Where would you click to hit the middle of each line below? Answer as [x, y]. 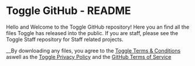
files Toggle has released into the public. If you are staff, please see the [92, 33]
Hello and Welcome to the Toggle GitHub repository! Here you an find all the [98, 27]
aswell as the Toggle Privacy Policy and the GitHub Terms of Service [89, 57]
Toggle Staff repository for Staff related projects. [65, 39]
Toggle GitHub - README [69, 11]
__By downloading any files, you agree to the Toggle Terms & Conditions [93, 50]
